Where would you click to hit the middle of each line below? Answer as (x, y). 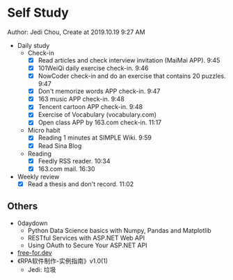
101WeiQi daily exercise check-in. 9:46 (93, 68)
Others (23, 206)
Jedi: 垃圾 (42, 270)
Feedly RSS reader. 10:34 (74, 160)
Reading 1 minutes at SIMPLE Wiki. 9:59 (95, 138)
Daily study (33, 45)
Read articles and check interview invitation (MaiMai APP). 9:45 (129, 60)
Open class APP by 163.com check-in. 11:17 (100, 122)
